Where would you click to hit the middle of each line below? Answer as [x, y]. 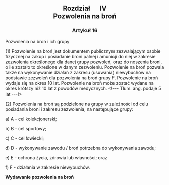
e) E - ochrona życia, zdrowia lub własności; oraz [56, 157]
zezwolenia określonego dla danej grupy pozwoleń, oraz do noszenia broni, [84, 62]
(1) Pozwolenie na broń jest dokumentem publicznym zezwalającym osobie [83, 51]
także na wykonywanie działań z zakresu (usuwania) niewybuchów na [78, 72]
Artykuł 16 [85, 31]
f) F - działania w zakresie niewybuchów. [48, 167]
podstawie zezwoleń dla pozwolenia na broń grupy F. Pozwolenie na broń [82, 78]
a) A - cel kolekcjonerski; [31, 119]
